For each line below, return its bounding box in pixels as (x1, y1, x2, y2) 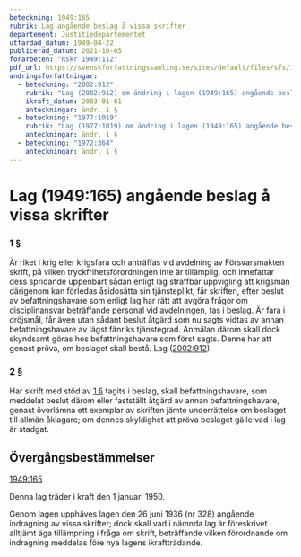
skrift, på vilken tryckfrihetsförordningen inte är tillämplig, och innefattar (9, 267, 275, 278)
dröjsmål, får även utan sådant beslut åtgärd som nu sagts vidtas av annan (9, 314, 284, 325)
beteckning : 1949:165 (9, 13, 90, 22)
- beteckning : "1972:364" (17, 138, 115, 147)
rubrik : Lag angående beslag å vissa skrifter (9, 22, 186, 31)
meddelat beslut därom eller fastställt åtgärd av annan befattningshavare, (9, 395, 279, 406)
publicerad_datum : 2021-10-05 (9, 47, 123, 56)
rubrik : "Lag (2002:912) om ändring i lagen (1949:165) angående (25, 88, 275, 97)
